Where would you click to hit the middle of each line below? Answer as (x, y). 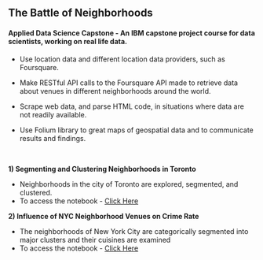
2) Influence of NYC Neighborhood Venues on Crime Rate (104, 216)
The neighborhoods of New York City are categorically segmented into (134, 231)
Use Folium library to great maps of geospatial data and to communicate (136, 130)
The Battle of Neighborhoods (80, 13)
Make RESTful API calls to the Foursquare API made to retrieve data (128, 83)
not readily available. (53, 114)
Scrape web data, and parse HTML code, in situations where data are (132, 106)
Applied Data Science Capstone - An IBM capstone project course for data (131, 33)
